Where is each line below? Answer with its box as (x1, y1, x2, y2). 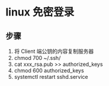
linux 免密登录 (5, 5, 75, 19)
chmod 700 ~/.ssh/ (14, 55, 61, 61)
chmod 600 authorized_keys (14, 67, 84, 74)
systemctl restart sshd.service (14, 74, 88, 80)
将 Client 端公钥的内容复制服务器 (14, 48, 94, 55)
